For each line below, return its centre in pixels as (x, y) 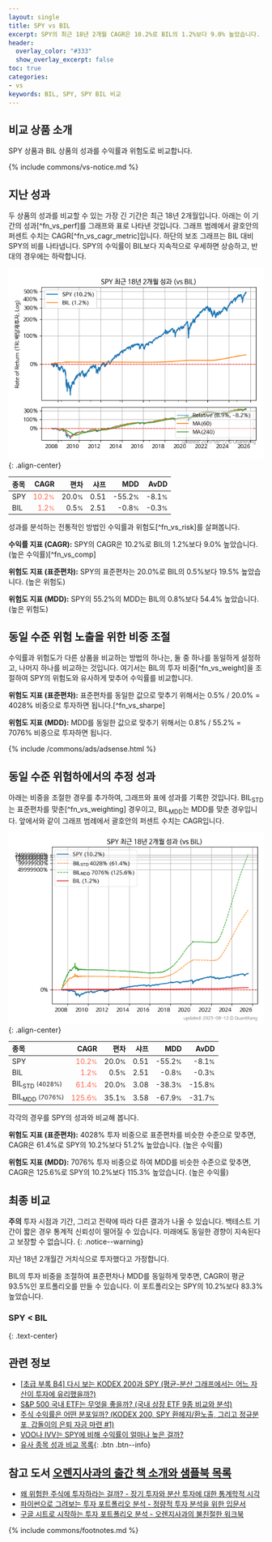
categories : (28, 77)
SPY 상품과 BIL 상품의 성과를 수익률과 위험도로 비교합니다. (100, 151)
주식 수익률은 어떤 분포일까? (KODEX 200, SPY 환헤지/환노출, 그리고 (129, 1415)
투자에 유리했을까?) (66, 1395)
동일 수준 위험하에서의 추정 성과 (82, 777)
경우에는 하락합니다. (55, 256)
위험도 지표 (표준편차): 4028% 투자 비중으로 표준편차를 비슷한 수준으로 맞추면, (132, 1135)
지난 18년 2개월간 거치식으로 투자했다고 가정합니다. (89, 1259)
